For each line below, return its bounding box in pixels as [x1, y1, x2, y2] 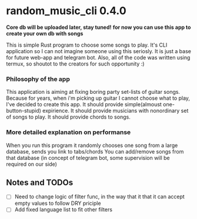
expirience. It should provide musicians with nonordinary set [42, 107, 189, 115]
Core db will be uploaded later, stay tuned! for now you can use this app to [6, 24, 191, 31]
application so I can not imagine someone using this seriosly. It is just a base [6, 47, 191, 54]
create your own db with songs [6, 30, 84, 37]
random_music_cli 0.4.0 [6, 4, 126, 18]
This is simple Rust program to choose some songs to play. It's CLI [6, 41, 168, 48]
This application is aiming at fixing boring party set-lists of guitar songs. [6, 89, 181, 96]
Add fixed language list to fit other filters [14, 206, 113, 213]
